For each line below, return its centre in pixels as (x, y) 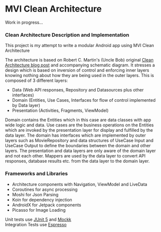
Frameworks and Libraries (36, 174)
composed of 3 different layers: (36, 80)
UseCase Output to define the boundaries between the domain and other (78, 146)
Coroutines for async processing (45, 189)
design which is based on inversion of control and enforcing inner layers (77, 70)
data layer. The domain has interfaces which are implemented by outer (76, 135)
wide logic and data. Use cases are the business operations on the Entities (80, 125)
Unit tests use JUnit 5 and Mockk (38, 219)
